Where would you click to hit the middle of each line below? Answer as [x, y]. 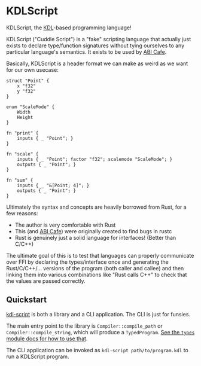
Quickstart [27, 300]
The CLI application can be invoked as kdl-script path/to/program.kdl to [97, 350]
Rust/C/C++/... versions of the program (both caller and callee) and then [95, 268]
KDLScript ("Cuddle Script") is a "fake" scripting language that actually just [99, 39]
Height [25, 117]
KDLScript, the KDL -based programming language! [69, 28]
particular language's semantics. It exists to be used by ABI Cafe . [86, 51]
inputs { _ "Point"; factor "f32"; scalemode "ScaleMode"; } [95, 159]
